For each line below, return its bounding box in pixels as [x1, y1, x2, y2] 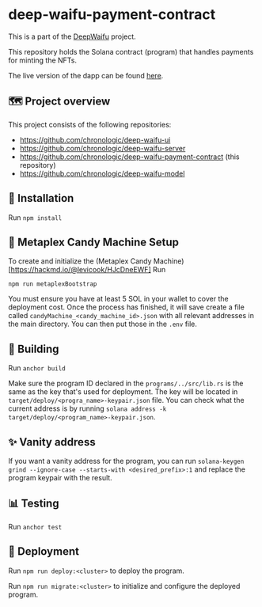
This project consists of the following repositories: [8, 120, 172, 129]
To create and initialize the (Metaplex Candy [8, 256, 152, 266]
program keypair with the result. [8, 473, 112, 482]
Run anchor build [8, 363, 66, 373]
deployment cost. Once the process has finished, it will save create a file [8, 302, 245, 312]
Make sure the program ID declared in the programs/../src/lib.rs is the [8, 378, 244, 389]
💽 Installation [8, 192, 74, 205]
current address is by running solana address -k [8, 404, 167, 413]
